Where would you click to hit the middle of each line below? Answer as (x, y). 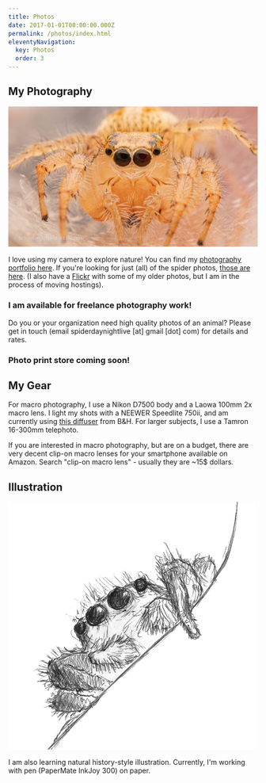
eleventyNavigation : (42, 42)
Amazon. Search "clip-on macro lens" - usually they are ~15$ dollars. (121, 462)
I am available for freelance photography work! (100, 305)
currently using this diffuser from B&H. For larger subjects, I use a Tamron (128, 422)
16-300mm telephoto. (44, 430)
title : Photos (32, 17)
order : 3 (30, 59)
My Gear (30, 386)
